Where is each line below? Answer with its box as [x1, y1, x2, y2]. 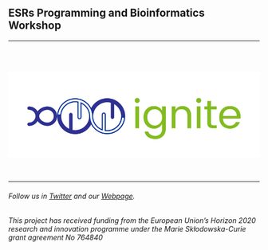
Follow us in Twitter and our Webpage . [8, 191, 136, 201]
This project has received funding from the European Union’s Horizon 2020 [8, 216, 257, 225]
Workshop [8, 19, 61, 33]
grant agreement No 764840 [8, 232, 104, 242]
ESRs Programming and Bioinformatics [8, 6, 205, 20]
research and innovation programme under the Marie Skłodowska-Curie [8, 225, 246, 234]
